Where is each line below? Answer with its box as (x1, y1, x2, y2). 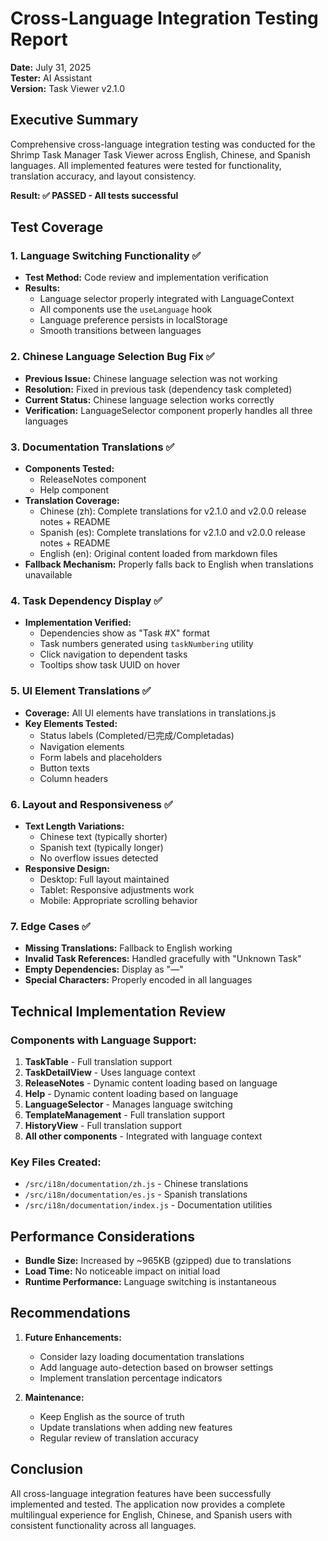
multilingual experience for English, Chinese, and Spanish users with (10, 1508, 293, 1521)
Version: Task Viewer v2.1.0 (10, 82, 126, 94)
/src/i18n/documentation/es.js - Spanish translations (24, 1188, 248, 1201)
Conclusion (10, 1461, 84, 1478)
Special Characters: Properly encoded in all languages (24, 974, 253, 986)
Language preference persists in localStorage (39, 314, 228, 326)
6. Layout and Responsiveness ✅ (10, 797, 173, 811)
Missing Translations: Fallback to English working (24, 942, 233, 954)
